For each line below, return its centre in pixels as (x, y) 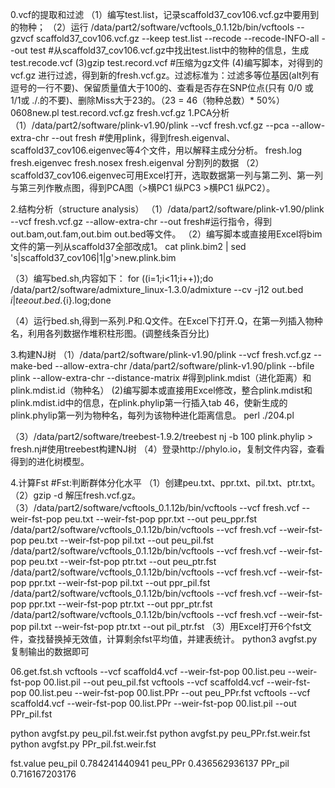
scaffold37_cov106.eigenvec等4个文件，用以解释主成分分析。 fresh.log (156, 150)
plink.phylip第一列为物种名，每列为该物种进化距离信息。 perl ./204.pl (152, 415)
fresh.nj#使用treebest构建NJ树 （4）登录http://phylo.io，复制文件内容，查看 (168, 449)
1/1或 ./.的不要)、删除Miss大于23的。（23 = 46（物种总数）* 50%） (147, 100)
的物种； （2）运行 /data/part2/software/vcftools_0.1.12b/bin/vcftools (152, 27)
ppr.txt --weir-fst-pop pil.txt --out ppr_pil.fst (119, 582)
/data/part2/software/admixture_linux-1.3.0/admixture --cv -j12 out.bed (157, 289)
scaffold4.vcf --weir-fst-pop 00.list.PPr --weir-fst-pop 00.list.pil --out (153, 703)
